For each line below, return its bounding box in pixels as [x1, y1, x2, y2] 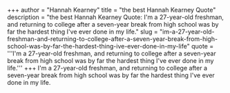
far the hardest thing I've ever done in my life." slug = [7, 27, 159, 36]
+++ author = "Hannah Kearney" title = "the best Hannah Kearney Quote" [7, 6, 216, 14]
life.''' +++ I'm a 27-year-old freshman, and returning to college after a [7, 64, 208, 72]
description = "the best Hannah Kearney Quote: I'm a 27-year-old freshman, [7, 13, 224, 21]
